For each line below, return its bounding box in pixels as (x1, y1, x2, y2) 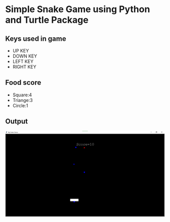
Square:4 (12, 92, 32, 98)
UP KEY (12, 48, 29, 53)
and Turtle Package (5, 14, 89, 26)
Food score (5, 78, 41, 87)
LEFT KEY (12, 59, 34, 64)
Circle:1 (12, 102, 28, 108)
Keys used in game (5, 34, 67, 43)
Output (5, 117, 28, 126)
